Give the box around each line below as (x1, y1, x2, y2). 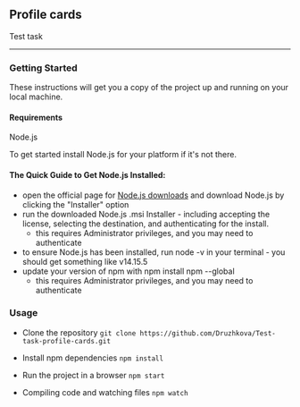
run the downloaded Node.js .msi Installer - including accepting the (21, 208, 271, 219)
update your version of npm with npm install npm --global (21, 266, 235, 276)
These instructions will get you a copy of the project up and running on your (9, 82, 288, 93)
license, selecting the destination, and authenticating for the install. (21, 218, 270, 229)
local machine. (9, 91, 63, 102)
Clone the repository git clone (21, 326, 137, 338)
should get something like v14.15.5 (21, 256, 148, 267)
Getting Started (9, 62, 78, 74)
